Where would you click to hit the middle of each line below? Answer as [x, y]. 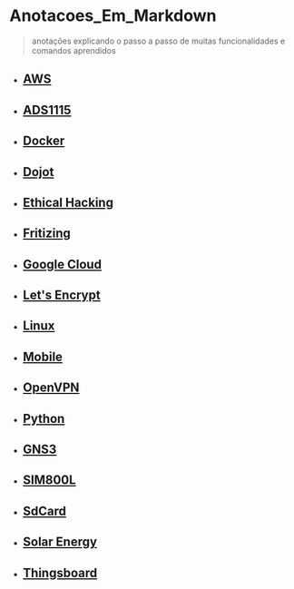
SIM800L [49, 481]
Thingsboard [60, 573]
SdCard [44, 510]
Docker [44, 141]
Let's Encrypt [62, 295]
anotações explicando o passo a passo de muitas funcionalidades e [158, 41]
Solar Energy [60, 542]
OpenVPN [51, 388]
